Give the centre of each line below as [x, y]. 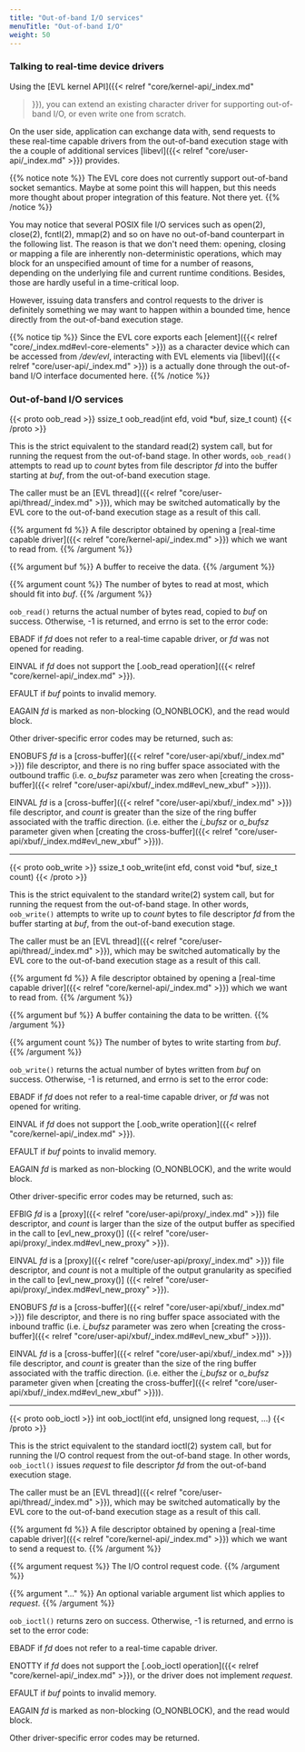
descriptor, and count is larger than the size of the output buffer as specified [152, 1223]
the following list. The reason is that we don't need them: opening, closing [148, 244]
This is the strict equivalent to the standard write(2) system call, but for [142, 894]
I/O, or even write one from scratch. [120, 114]
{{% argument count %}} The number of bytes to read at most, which [139, 584]
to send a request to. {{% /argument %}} [85, 1548]
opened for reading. [47, 648]
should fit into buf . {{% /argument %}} [81, 594]
